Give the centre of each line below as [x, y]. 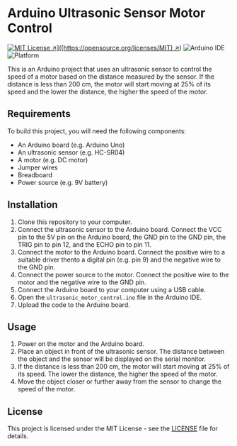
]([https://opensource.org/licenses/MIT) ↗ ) [119, 48]
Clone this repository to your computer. [75, 222]
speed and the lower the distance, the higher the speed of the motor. [108, 91]
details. [18, 436]
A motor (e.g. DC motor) [53, 160]
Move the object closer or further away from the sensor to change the [119, 381]
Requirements [39, 114]
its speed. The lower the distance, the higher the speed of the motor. [117, 374]
